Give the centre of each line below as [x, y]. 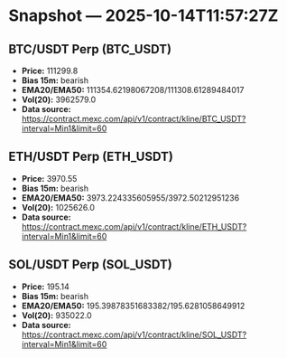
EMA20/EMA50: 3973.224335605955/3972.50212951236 [130, 198]
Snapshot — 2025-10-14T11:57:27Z [143, 16]
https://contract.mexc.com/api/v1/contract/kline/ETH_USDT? [134, 226]
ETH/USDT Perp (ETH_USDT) [91, 157]
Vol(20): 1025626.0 [58, 207]
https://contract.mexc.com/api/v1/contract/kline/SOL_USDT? [134, 334]
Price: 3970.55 [49, 178]
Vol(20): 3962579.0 [59, 99]
